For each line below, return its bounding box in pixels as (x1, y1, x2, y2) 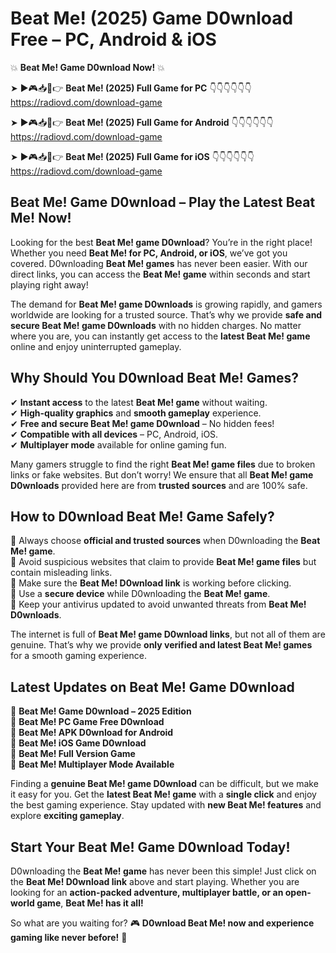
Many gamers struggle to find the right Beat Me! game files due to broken (10, 458, 316, 470)
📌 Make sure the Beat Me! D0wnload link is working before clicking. (10, 577, 292, 589)
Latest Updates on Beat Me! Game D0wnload (10, 678, 295, 696)
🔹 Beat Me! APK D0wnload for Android (10, 727, 174, 739)
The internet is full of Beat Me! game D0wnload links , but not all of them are (10, 628, 326, 641)
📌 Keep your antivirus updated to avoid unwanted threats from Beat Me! (10, 598, 307, 611)
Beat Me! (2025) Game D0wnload (10, 7, 294, 30)
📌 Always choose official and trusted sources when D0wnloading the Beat (10, 535, 321, 547)
